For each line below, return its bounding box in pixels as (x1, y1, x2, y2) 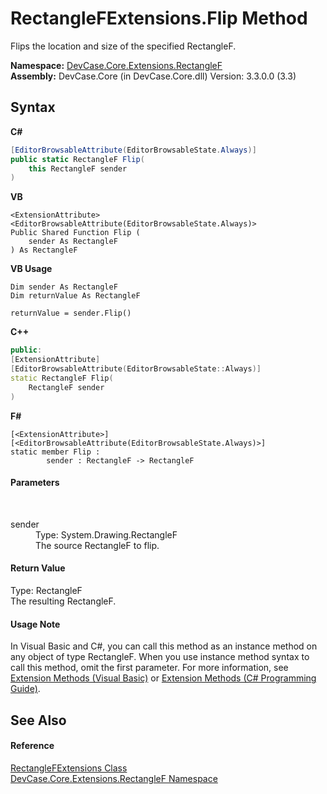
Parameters (10, 477, 60, 489)
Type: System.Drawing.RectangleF (35, 528, 178, 541)
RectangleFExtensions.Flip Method (10, 7, 308, 30)
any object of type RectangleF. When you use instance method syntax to (10, 651, 310, 663)
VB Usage (10, 263, 53, 275)
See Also (10, 712, 67, 729)
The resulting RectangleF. (10, 595, 117, 607)
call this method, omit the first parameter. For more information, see (10, 662, 289, 674)
